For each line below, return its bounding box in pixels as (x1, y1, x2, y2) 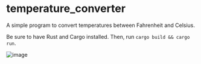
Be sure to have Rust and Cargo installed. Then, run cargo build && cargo (6, 33, 190, 40)
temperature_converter (6, 2, 126, 16)
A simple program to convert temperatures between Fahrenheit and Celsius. (6, 22, 195, 29)
